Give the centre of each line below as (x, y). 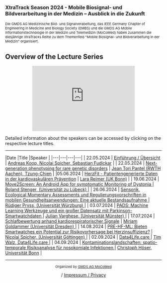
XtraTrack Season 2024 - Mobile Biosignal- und (64, 7)
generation (16, 169)
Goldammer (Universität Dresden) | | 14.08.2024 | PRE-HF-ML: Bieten (76, 227)
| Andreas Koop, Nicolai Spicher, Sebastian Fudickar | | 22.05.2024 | (75, 163)
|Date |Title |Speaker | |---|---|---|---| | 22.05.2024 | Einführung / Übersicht (83, 158)
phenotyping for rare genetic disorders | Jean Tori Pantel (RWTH (94, 169)
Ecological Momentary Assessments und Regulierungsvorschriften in (76, 195)
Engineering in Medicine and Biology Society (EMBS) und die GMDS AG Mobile (69, 28)
